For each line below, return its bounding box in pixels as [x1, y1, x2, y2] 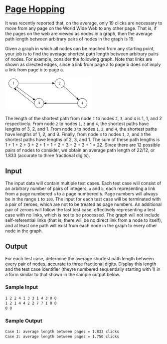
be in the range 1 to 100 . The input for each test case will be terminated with [5, 196, 161, 202]
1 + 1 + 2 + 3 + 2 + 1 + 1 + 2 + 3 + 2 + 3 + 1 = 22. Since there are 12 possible [5, 142, 161, 148]
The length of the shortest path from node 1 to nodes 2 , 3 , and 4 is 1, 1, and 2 [5, 115, 162, 121]
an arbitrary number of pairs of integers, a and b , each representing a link [5, 185, 156, 191]
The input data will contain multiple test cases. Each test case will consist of [5, 180, 162, 186]
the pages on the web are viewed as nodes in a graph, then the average [5, 30, 153, 36]
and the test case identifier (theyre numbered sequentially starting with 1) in [5, 266, 161, 272]
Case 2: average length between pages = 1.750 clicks [5, 334, 120, 340]
